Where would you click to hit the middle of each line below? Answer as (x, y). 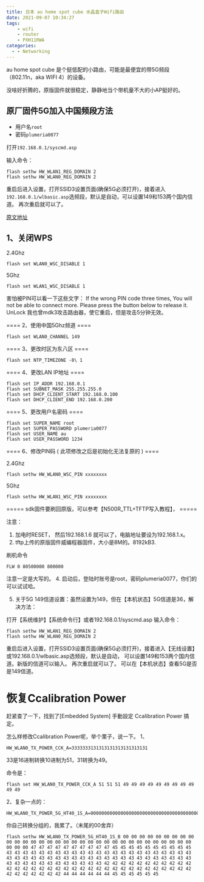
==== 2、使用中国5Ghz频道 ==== (49, 325)
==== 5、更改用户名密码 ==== (45, 412)
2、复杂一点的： (27, 802)
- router (28, 35)
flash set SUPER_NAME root (40, 423)
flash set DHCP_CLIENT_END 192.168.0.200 (59, 400)
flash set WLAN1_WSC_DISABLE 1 (46, 287)
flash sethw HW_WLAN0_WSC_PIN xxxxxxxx (57, 475)
